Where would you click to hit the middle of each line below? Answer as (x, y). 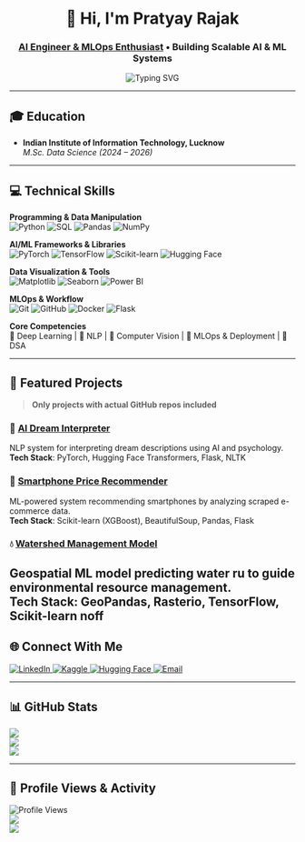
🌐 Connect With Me (66, 647)
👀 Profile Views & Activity (83, 788)
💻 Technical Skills (62, 190)
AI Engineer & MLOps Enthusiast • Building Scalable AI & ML (152, 47)
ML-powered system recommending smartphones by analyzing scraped (144, 501)
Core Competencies (48, 326)
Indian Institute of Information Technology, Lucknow (123, 143)
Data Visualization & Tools (60, 272)
